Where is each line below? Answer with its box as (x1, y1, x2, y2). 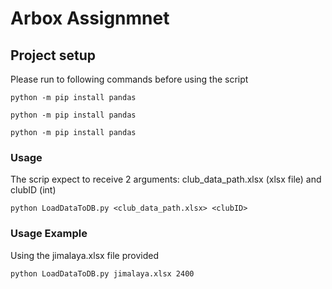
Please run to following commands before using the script (10, 73, 249, 85)
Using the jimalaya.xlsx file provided (10, 249, 159, 261)
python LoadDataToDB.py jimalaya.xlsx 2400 (10, 268, 195, 279)
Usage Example (10, 227, 88, 241)
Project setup (10, 47, 97, 64)
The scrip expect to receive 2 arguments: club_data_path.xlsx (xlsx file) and (10, 173, 322, 186)
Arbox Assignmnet (10, 7, 170, 30)
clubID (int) (10, 184, 57, 196)
